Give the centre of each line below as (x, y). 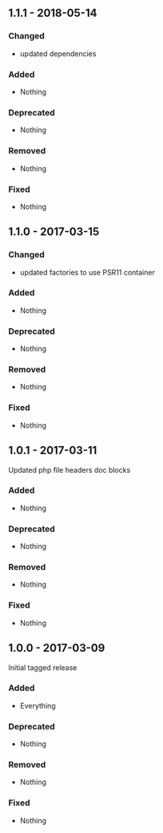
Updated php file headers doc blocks (70, 469)
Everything (38, 705)
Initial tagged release (43, 667)
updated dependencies (58, 53)
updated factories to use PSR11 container (87, 272)
